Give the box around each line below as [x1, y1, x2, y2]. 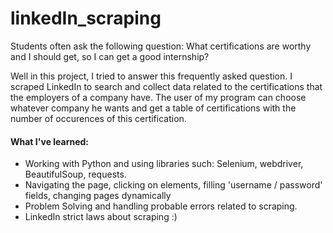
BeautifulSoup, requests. [24, 168, 127, 181]
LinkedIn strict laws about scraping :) [24, 211, 178, 223]
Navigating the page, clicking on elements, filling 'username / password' [24, 179, 323, 191]
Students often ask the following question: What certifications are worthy [10, 40, 312, 52]
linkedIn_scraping [10, 7, 162, 30]
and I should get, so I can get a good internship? [10, 50, 210, 62]
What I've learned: [10, 135, 90, 147]
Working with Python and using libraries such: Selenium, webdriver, [24, 158, 304, 170]
